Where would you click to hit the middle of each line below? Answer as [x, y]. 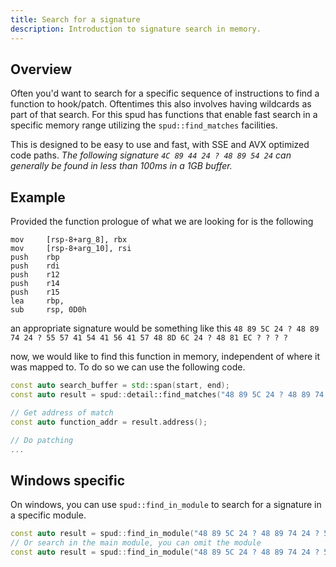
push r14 [35, 284]
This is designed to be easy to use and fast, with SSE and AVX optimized [160, 145]
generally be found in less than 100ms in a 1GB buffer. [121, 166]
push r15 [35, 292]
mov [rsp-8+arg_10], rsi [71, 249]
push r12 [35, 275]
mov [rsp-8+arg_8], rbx [69, 240]
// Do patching [42, 440]
